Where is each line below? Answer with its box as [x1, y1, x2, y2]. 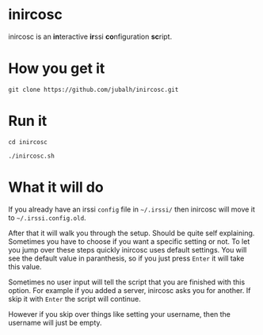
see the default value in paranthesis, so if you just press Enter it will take [8, 253, 245, 263]
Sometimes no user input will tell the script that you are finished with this [8, 277, 246, 287]
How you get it [8, 59, 105, 78]
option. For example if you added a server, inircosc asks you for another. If [8, 285, 251, 295]
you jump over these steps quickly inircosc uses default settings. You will [8, 245, 247, 254]
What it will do [8, 178, 105, 196]
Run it [8, 112, 48, 130]
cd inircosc [8, 138, 48, 146]
